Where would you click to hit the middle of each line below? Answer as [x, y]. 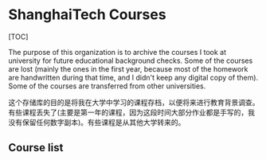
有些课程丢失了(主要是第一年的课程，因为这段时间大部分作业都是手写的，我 [132, 112]
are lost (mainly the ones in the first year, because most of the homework [128, 68]
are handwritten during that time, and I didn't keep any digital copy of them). [133, 77]
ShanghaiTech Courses [87, 15]
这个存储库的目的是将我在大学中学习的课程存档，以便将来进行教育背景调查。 [134, 102]
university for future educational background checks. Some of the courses [131, 60]
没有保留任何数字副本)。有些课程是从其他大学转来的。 [97, 122]
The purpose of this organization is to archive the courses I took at [117, 52]
